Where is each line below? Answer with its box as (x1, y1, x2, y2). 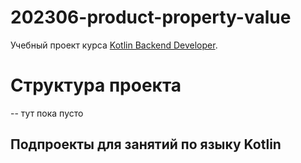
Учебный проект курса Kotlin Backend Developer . (10, 39, 218, 51)
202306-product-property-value (10, 6, 292, 29)
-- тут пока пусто (10, 107, 84, 119)
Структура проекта (10, 74, 182, 97)
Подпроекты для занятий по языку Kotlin (10, 136, 282, 153)
